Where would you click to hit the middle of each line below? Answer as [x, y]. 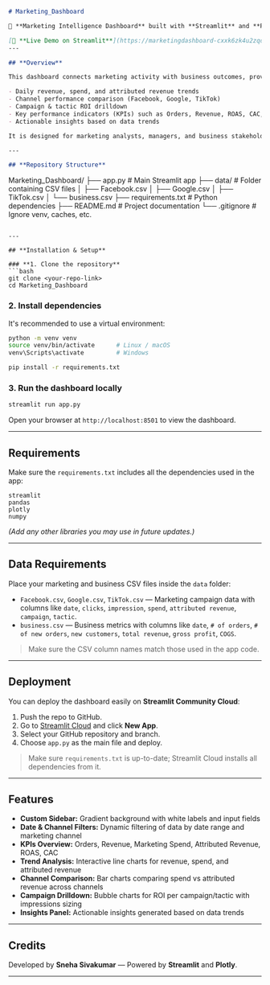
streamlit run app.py [45, 405]
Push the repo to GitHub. [61, 716]
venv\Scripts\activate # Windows [79, 353]
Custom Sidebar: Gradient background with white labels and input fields [140, 819]
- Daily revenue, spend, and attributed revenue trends [104, 92]
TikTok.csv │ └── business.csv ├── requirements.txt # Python [113, 198]
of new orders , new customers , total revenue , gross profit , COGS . [128, 633]
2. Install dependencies [55, 306]
